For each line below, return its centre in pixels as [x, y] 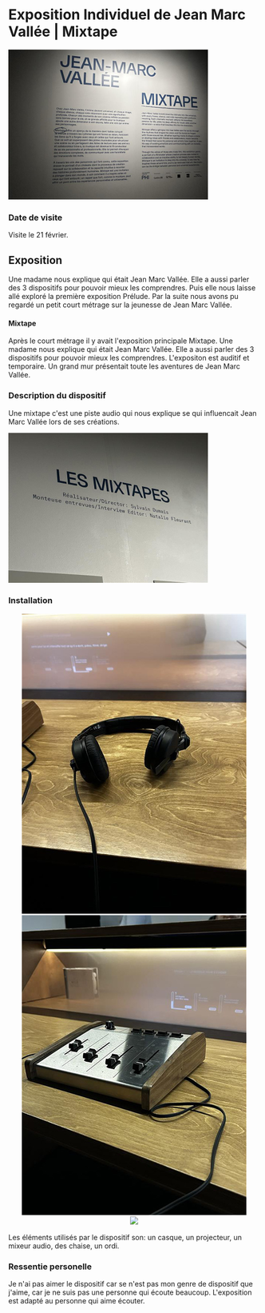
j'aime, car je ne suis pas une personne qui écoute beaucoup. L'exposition [130, 1292]
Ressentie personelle [50, 1267]
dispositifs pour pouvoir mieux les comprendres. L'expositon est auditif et [129, 358]
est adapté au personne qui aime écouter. [77, 1301]
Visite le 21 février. [38, 235]
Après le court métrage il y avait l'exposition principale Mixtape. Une [121, 341]
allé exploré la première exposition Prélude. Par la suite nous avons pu [124, 297]
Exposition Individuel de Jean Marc [127, 15]
